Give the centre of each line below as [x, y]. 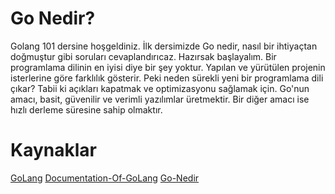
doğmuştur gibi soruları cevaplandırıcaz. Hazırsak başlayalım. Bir [143, 56]
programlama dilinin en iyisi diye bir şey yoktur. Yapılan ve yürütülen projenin [168, 67]
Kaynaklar [53, 150]
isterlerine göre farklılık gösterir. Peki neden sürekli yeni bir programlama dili [167, 78]
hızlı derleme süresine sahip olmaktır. [86, 109]
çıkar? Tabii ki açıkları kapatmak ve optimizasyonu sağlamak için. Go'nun [160, 88]
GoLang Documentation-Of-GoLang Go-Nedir [105, 178]
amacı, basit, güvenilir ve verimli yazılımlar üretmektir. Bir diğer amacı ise [160, 99]
